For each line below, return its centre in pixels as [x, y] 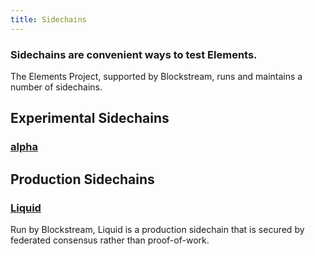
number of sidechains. [56, 87]
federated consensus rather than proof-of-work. [110, 240]
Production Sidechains [82, 179]
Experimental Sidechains [90, 118]
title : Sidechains [48, 19]
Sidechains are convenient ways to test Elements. [134, 54]
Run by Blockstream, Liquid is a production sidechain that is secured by [157, 229]
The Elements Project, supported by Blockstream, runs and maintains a [156, 76]
